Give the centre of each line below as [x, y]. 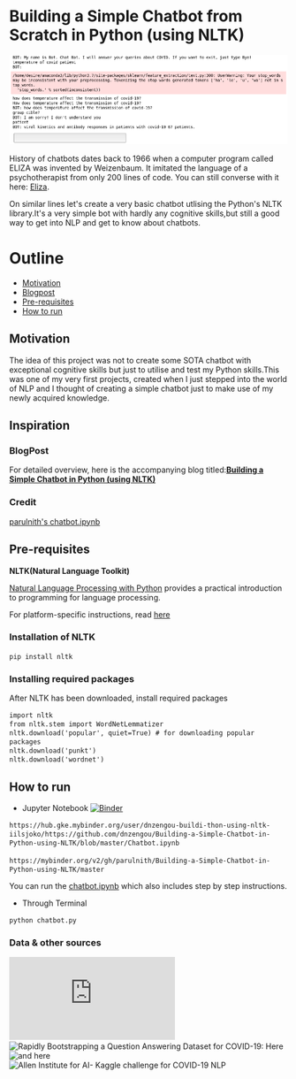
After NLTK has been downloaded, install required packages [118, 698]
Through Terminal [54, 903]
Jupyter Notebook [55, 807]
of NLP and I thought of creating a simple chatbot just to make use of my [141, 388]
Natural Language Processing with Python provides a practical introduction [146, 588]
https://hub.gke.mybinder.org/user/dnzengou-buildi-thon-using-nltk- [140, 825]
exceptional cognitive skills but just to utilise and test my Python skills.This [144, 370]
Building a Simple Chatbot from [126, 16]
